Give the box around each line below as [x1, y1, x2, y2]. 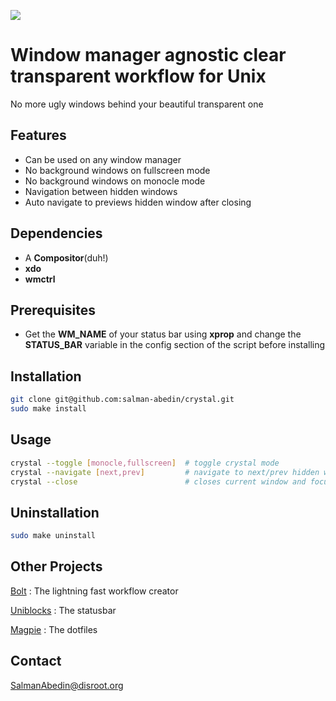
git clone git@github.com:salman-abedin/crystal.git [10, 395, 235, 405]
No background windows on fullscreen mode [24, 164, 211, 176]
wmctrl [24, 273, 56, 285]
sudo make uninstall [10, 531, 97, 541]
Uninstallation [10, 504, 100, 521]
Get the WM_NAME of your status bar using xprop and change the [24, 328, 302, 340]
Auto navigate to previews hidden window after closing [24, 196, 252, 208]
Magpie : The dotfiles [10, 623, 98, 635]
